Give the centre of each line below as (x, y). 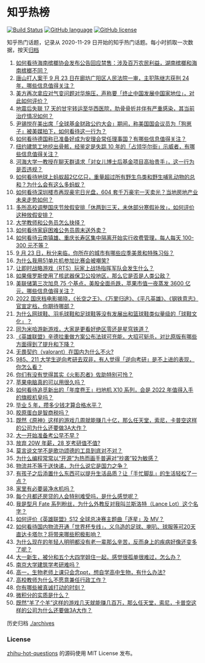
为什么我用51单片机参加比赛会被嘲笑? (62, 260)
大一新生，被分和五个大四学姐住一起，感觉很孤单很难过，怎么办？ (98, 557)
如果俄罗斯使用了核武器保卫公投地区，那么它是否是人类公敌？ (93, 276)
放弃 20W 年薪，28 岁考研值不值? (58, 443)
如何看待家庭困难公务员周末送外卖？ (61, 230)
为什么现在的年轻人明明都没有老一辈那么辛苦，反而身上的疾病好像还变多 (106, 541)
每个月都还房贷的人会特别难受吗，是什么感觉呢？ (77, 496)
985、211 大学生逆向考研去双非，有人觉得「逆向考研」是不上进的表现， (105, 359)
